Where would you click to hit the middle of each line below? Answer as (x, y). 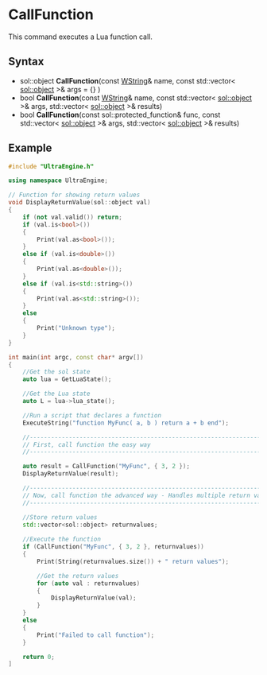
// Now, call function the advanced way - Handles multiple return (136, 495)
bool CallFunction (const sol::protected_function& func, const (120, 114)
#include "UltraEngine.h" (51, 166)
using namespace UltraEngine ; (58, 180)
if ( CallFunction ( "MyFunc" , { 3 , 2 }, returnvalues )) (113, 547)
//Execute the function (62, 539)
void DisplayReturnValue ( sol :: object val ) (79, 203)
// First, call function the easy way (87, 444)
